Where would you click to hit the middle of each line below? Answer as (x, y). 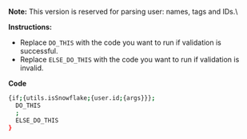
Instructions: (30, 27)
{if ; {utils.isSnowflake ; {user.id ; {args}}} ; (82, 98)
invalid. (32, 68)
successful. (39, 51)
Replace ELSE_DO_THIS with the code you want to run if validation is (129, 60)
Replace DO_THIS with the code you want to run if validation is (121, 42)
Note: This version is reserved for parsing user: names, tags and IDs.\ (123, 12)
